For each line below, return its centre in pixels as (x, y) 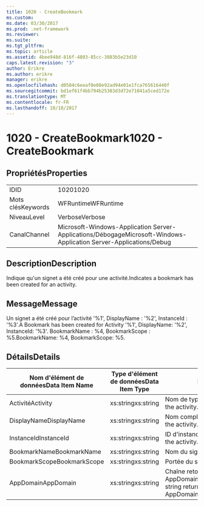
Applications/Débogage (91, 234)
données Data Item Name (57, 385)
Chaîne (175, 471)
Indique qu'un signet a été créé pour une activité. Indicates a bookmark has (100, 278)
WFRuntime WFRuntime (90, 203)
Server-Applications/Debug (131, 242)
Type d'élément (134, 374)
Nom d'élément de (57, 377)
